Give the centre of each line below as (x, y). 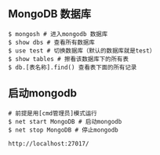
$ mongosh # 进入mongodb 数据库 (58, 34)
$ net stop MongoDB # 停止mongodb (64, 130)
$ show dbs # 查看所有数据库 (52, 42)
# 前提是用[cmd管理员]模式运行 (53, 113)
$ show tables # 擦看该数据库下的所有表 (69, 59)
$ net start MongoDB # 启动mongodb (65, 121)
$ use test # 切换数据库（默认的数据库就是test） (82, 50)
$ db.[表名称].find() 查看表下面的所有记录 (73, 67)
